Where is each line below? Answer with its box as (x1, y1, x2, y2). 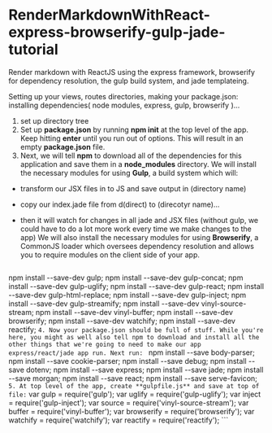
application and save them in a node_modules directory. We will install (19, 159, 257, 168)
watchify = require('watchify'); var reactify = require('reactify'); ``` (8, 415, 229, 425)
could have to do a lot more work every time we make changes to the (19, 224, 252, 234)
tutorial (8, 41, 58, 59)
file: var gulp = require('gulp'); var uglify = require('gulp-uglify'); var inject (8, 389, 261, 399)
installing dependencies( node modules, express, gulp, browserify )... (8, 100, 240, 110)
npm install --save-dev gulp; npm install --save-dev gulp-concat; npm (8, 273, 244, 282)
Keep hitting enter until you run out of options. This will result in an (19, 133, 244, 143)
